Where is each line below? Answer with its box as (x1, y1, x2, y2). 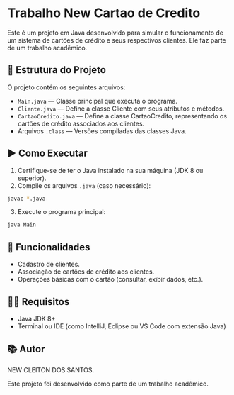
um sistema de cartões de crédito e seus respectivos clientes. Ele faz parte (7, 35, 226, 44)
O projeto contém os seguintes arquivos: (7, 83, 126, 91)
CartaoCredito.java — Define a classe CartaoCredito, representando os (17, 111, 228, 120)
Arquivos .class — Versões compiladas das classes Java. (17, 126, 187, 135)
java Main (7, 221, 37, 228)
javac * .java (7, 195, 46, 202)
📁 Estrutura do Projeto (7, 64, 106, 76)
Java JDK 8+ (17, 314, 56, 323)
